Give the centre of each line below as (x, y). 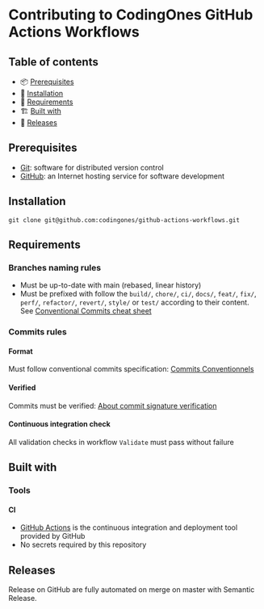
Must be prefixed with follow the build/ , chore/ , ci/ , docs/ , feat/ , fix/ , (138, 294)
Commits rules (38, 332)
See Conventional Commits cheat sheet (86, 311)
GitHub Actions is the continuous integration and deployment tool (129, 527)
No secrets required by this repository (83, 545)
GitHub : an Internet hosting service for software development (122, 176)
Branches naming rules (55, 267)
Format (21, 351)
